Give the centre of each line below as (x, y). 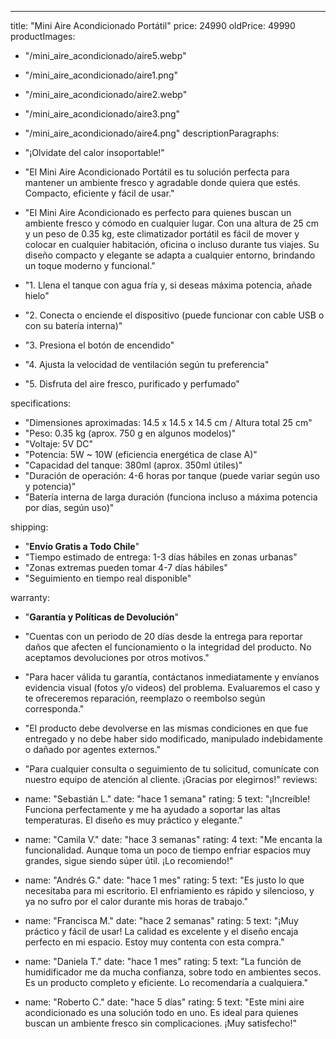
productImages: (43, 36)
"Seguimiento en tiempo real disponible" (108, 578)
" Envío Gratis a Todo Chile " (82, 546)
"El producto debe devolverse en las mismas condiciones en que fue (166, 728)
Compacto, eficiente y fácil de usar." (99, 193)
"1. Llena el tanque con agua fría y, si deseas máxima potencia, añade (168, 285)
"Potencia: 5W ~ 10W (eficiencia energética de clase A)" (141, 454)
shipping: (29, 527)
